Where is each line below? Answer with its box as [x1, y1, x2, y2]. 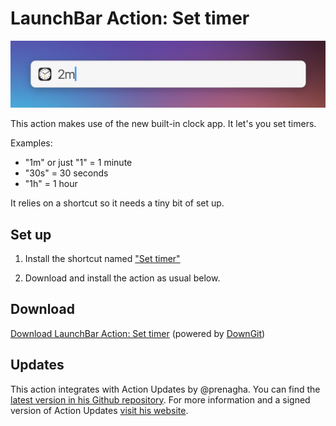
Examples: [10, 137, 53, 149]
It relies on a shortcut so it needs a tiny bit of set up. [10, 197, 225, 209]
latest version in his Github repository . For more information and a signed [10, 393, 311, 406]
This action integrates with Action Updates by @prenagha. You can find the [10, 383, 321, 395]
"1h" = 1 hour [24, 178, 78, 190]
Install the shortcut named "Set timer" [24, 253, 181, 265]
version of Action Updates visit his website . [10, 404, 189, 416]
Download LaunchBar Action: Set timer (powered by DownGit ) [10, 327, 266, 339]
